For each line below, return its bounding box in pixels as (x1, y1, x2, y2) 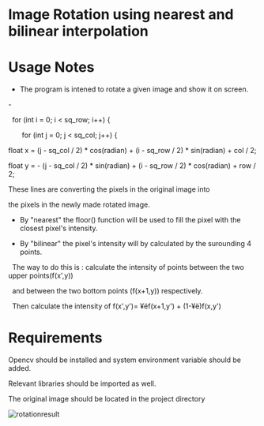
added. (8, 364, 32, 373)
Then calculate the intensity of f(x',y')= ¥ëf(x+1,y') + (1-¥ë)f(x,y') (11, 301, 221, 311)
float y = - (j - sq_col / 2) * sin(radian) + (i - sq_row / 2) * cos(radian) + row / (8, 161, 256, 170)
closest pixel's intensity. (19, 223, 98, 234)
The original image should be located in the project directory (8, 394, 206, 404)
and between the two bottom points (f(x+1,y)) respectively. (11, 286, 203, 296)
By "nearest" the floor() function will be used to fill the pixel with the (19, 215, 241, 225)
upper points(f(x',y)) (8, 271, 74, 281)
